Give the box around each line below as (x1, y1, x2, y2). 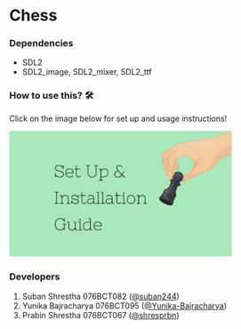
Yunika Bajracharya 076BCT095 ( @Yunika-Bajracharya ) (21, 300, 228, 311)
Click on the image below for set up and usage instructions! (9, 113, 228, 124)
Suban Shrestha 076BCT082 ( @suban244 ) (21, 291, 180, 301)
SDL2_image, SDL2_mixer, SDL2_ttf (21, 67, 153, 77)
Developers (9, 270, 60, 283)
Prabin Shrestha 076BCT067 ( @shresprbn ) (21, 309, 180, 320)
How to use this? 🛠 (9, 90, 94, 102)
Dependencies (9, 37, 74, 50)
